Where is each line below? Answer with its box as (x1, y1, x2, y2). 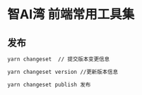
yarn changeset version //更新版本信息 (7, 68, 119, 75)
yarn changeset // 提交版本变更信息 (7, 56, 110, 63)
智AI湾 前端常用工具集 (7, 6, 135, 23)
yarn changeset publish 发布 (7, 81, 91, 88)
